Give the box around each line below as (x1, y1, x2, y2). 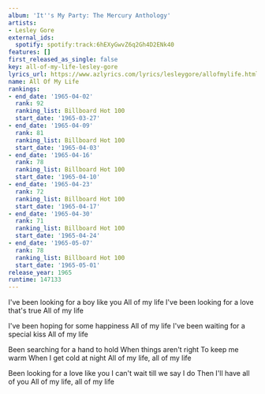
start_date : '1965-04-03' (15, 144, 101, 152)
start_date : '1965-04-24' (15, 232, 101, 240)
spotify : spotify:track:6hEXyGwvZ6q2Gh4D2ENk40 (15, 41, 175, 49)
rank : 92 (15, 99, 44, 107)
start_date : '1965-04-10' (15, 173, 101, 182)
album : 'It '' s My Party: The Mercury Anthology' (8, 11, 171, 20)
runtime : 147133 (8, 276, 62, 284)
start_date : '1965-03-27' (15, 114, 101, 122)
